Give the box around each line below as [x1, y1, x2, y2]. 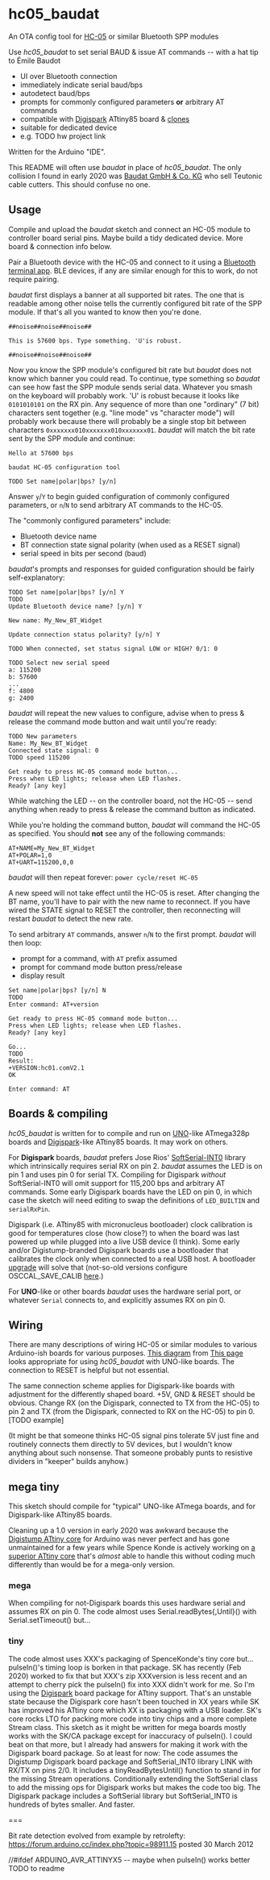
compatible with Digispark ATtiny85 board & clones [19, 114, 190, 123]
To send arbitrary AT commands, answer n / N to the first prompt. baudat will [8, 929, 256, 939]
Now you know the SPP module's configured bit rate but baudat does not [8, 364, 252, 375]
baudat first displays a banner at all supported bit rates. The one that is [8, 289, 244, 299]
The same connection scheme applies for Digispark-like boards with [8, 1381, 235, 1391]
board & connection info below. [8, 241, 112, 251]
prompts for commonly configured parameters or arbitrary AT [19, 97, 225, 106]
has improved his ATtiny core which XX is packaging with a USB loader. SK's [8, 1705, 262, 1715]
